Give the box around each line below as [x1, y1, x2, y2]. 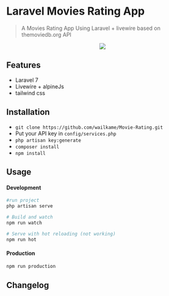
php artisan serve [6, 203, 53, 209]
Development [6, 184, 41, 191]
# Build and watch [6, 214, 53, 220]
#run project [6, 197, 40, 204]
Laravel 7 [15, 76, 38, 84]
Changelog [6, 280, 49, 291]
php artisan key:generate [15, 137, 81, 143]
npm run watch [6, 220, 43, 226]
